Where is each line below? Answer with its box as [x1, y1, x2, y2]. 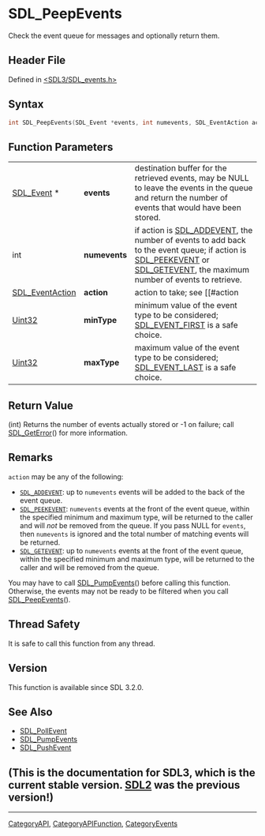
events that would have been [134, 202, 242, 213]
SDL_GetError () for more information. [8, 428, 129, 438]
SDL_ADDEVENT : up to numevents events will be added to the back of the [19, 487, 245, 497]
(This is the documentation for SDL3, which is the [8, 766, 256, 779]
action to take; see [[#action [134, 287, 239, 298]
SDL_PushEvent [19, 743, 72, 752]
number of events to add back [134, 234, 246, 246]
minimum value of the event [134, 300, 238, 311]
